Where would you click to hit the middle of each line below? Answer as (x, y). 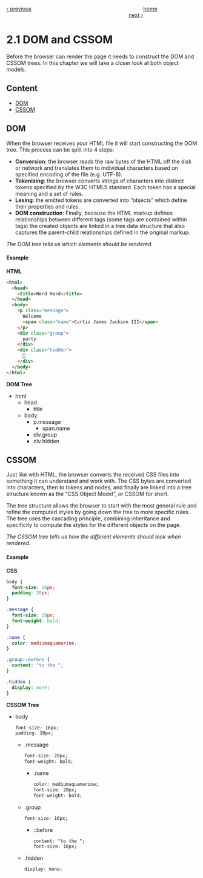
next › (136, 15)
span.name (56, 428)
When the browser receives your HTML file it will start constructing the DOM (102, 143)
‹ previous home (82, 9)
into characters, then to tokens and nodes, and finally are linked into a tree (99, 488)
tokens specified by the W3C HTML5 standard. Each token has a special (105, 187)
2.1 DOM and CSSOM (60, 40)
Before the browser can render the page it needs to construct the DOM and (100, 56)
